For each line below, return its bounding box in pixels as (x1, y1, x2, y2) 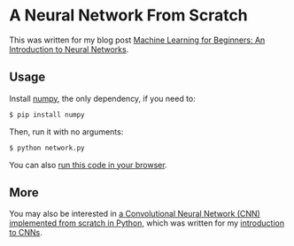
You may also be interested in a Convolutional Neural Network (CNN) (9, 209, 261, 219)
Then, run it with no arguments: (9, 126, 124, 137)
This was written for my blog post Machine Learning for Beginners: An (9, 35, 266, 45)
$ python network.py (9, 143, 86, 152)
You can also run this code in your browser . (9, 159, 167, 170)
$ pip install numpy (9, 110, 86, 119)
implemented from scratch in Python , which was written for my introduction (9, 218, 285, 228)
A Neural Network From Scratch (9, 5, 248, 26)
